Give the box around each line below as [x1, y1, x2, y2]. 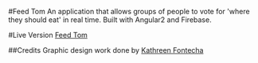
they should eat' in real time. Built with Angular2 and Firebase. [8, 15, 213, 24]
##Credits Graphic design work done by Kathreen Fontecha [8, 46, 204, 54]
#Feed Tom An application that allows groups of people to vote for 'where [8, 7, 250, 16]
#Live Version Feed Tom [8, 31, 88, 39]
